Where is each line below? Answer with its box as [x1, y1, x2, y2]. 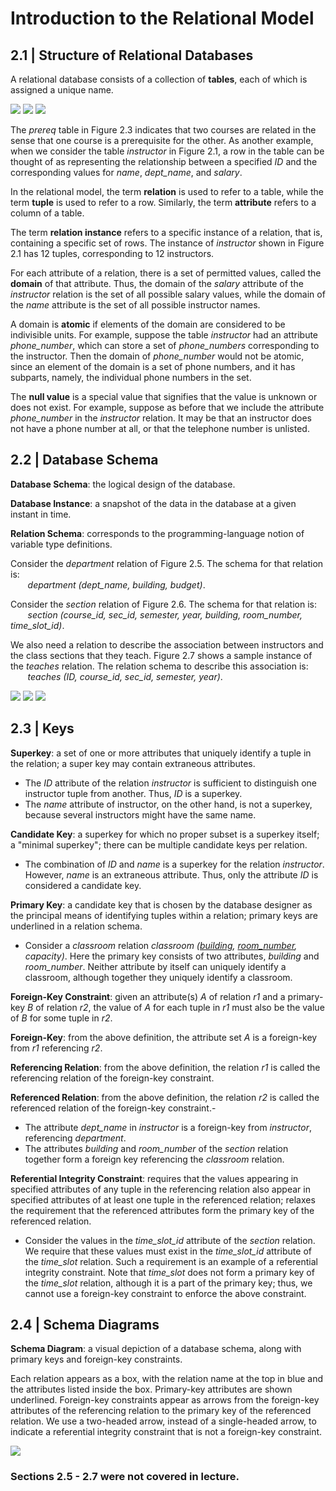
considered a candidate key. [24, 879, 142, 891]
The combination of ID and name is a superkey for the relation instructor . [24, 858, 325, 870]
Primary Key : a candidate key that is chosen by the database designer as [10, 898, 313, 911]
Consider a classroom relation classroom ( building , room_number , [24, 939, 298, 951]
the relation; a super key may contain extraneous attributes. [10, 757, 256, 769]
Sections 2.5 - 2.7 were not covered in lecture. [10, 1470, 240, 1484]
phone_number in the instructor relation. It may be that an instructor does [10, 412, 312, 424]
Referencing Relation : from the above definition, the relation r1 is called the [10, 1061, 321, 1073]
